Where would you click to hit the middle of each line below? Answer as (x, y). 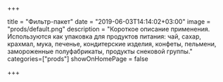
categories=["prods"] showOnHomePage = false (78, 59)
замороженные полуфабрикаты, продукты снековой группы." (100, 51)
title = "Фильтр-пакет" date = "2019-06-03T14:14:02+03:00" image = (109, 21)
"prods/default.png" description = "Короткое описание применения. (109, 29)
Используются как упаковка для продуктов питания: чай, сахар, (104, 36)
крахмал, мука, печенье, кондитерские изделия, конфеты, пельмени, (112, 44)
